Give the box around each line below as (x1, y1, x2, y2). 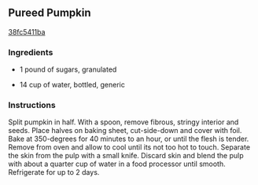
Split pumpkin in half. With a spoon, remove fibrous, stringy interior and (8, 117, 239, 127)
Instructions (8, 100, 57, 111)
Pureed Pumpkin (8, 6, 91, 20)
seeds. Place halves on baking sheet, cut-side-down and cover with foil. (8, 126, 242, 135)
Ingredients (8, 46, 53, 57)
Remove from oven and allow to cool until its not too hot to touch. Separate (8, 142, 250, 152)
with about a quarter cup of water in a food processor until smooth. (8, 159, 226, 168)
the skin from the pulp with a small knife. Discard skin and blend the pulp (8, 151, 244, 161)
